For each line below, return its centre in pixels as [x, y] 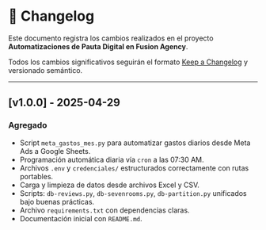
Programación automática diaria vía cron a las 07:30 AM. [112, 159]
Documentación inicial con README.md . [81, 218]
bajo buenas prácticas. [57, 201]
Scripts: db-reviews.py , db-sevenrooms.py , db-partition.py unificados [133, 193]
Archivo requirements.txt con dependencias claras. [104, 210]
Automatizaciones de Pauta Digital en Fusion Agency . [98, 46]
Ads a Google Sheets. [55, 151]
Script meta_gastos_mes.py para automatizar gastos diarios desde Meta [135, 143]
